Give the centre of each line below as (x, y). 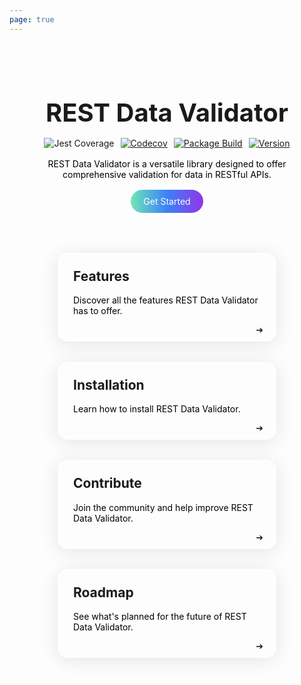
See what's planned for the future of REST (160, 617)
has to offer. (98, 311)
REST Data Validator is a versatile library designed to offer (167, 163)
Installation (109, 385)
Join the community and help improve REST (163, 507)
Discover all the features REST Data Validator (166, 300)
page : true (32, 19)
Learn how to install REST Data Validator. (157, 409)
